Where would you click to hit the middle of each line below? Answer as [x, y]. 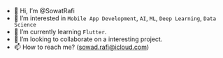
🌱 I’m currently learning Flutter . [60, 32]
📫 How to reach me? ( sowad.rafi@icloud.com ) [81, 47]
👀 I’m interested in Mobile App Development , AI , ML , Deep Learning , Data [115, 18]
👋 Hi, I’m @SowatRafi [44, 11]
